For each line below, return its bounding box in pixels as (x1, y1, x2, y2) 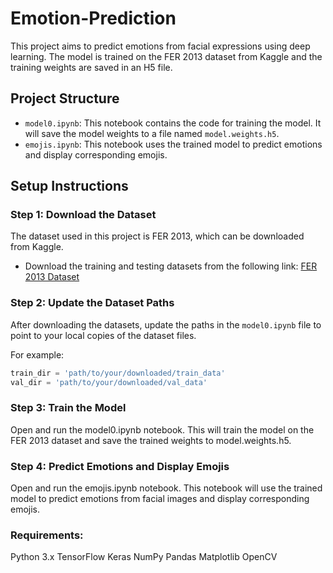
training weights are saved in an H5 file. (10, 61, 173, 73)
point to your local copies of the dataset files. (10, 329, 197, 341)
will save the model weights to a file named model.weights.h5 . (24, 127, 280, 139)
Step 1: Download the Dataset (10, 208, 157, 222)
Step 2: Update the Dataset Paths (10, 296, 175, 310)
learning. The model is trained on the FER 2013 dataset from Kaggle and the (10, 50, 323, 62)
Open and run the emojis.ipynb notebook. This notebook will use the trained (10, 482, 323, 494)
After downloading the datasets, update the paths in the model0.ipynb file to (10, 318, 322, 331)
